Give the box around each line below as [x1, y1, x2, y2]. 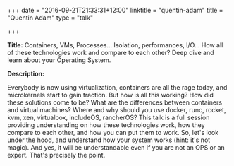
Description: [7, 70, 44, 78]
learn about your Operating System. [7, 56, 111, 64]
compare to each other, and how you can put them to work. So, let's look [7, 129, 219, 136]
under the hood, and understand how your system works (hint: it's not [7, 136, 211, 144]
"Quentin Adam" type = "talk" [7, 13, 94, 22]
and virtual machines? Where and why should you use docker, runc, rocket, [7, 106, 226, 114]
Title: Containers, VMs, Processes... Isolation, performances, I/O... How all [7, 41, 223, 49]
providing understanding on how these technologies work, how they [7, 121, 206, 129]
